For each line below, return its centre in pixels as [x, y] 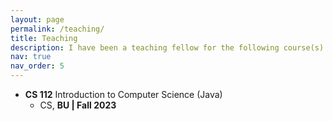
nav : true [31, 57]
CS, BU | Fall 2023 [78, 105]
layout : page [37, 19]
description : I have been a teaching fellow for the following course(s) [167, 47]
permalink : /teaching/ [57, 29]
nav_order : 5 [37, 66]
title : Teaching [44, 38]
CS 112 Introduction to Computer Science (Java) [123, 94]
